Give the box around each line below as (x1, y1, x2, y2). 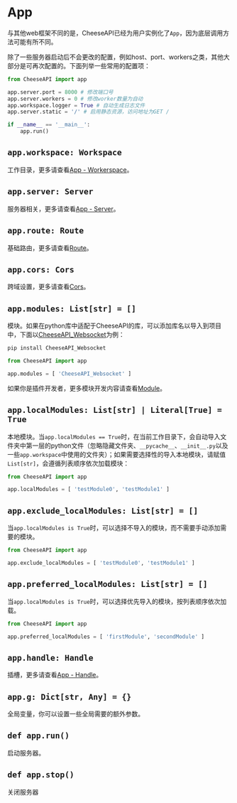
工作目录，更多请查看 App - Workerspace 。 (7, 165, 133, 174)
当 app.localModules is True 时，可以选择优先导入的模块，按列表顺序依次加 (7, 597, 227, 605)
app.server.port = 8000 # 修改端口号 (7, 88, 114, 96)
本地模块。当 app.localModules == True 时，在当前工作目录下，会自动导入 (7, 432, 221, 441)
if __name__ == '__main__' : (7, 122, 91, 129)
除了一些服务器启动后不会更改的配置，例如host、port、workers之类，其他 (7, 53, 224, 61)
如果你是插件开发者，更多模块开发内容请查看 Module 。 (7, 384, 167, 392)
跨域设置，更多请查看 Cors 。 (7, 282, 90, 291)
